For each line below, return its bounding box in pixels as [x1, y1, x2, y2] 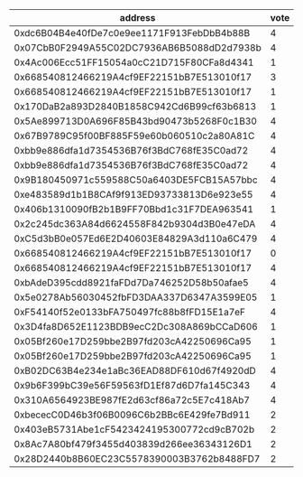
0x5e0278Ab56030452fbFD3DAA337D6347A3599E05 [14, 291, 258, 304]
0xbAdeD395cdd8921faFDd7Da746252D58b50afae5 [14, 276, 250, 288]
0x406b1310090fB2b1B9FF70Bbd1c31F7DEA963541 [14, 203, 254, 215]
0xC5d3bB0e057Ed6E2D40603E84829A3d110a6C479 [14, 232, 258, 245]
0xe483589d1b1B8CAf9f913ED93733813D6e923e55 [14, 189, 253, 201]
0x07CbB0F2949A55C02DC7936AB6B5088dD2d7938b [14, 42, 262, 53]
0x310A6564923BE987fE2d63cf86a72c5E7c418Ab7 [14, 394, 251, 406]
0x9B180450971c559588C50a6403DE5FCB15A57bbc [14, 173, 259, 186]
